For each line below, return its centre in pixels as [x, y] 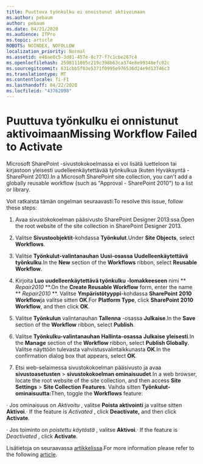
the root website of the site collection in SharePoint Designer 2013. [98, 226]
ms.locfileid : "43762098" [39, 91]
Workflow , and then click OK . [52, 306]
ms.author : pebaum [29, 18]
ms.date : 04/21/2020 [33, 29]
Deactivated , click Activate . [42, 436]
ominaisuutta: [33, 393]
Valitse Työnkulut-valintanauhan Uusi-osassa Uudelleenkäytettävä [101, 256]
